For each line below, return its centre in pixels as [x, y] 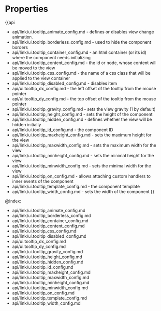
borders [20, 47]
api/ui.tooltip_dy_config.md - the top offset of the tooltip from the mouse [84, 98]
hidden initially [26, 124]
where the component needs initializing [51, 57]
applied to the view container [41, 78]
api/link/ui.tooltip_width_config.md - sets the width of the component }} [83, 191]
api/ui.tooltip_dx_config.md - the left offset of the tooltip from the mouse [84, 88]
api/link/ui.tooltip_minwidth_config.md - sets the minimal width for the [81, 165]
